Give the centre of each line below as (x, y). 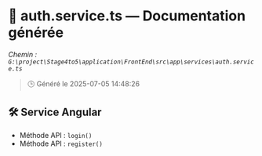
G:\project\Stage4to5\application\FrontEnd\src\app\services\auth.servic (131, 62)
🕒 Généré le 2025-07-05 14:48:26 (83, 83)
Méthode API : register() (61, 143)
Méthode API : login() (56, 135)
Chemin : (23, 54)
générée (36, 33)
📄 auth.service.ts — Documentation (127, 16)
